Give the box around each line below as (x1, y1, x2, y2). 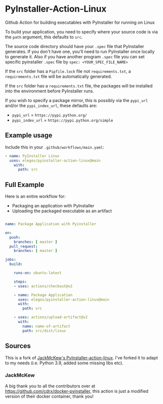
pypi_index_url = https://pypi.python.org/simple (12, 117, 113, 123)
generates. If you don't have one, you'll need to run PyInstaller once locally (5, 49, 155, 54)
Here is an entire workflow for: (5, 193, 66, 200)
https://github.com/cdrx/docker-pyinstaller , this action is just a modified (5, 388, 149, 394)
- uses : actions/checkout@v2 (14, 284, 73, 288)
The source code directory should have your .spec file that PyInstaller (5, 43, 145, 49)
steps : (14, 279, 27, 284)
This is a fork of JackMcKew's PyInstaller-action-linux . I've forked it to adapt (5, 354, 158, 360)
